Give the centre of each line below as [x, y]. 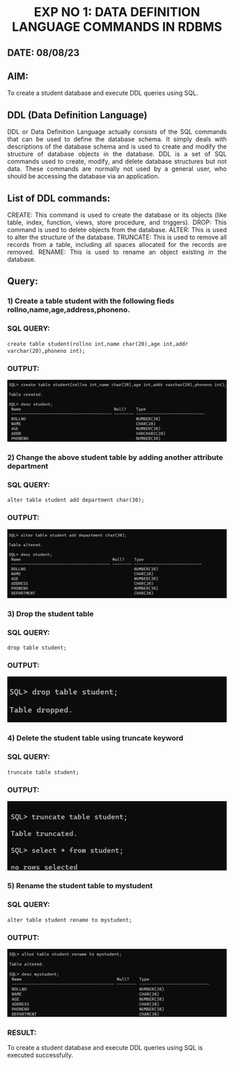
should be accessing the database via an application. [84, 176]
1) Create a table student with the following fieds [91, 301]
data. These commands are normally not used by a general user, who [117, 169]
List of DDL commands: [59, 198]
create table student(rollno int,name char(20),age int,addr [98, 344]
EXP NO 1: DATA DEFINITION [117, 12]
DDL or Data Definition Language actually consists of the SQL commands [117, 132]
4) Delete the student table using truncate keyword [95, 738]
